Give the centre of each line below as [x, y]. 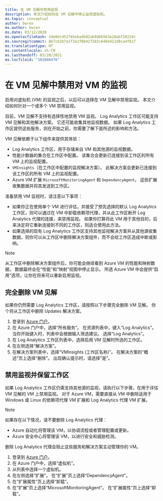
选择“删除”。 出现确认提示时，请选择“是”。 [70, 358]
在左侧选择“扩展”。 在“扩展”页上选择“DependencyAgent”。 [71, 475]
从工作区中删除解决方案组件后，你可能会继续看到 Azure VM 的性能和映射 [78, 263]
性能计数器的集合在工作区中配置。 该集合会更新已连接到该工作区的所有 [83, 155]
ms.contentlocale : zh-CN [30, 50]
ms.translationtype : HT [29, 46]
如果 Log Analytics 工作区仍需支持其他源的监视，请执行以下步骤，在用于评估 [82, 388]
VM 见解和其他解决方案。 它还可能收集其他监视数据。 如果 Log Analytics [78, 122]
